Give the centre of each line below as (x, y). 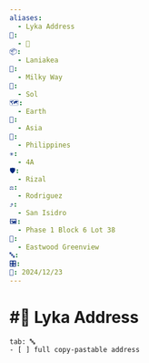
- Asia (30, 129)
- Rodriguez (40, 196)
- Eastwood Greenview (59, 247)
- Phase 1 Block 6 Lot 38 (67, 230)
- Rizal (32, 179)
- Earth (32, 111)
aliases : (26, 18)
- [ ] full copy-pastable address (75, 349)
